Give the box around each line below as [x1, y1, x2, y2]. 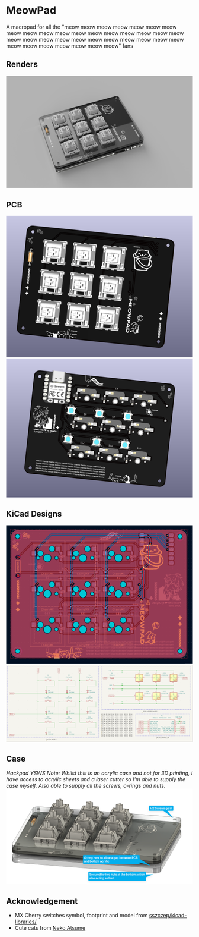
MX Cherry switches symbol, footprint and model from [14, 911, 148, 919]
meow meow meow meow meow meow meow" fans [6, 42, 133, 49]
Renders [6, 59, 38, 70]
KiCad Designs [6, 509, 62, 519]
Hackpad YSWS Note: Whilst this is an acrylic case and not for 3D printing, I [6, 769, 193, 776]
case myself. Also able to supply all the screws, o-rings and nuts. [6, 782, 166, 789]
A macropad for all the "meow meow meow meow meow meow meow [6, 23, 177, 30]
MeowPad [6, 4, 57, 17]
